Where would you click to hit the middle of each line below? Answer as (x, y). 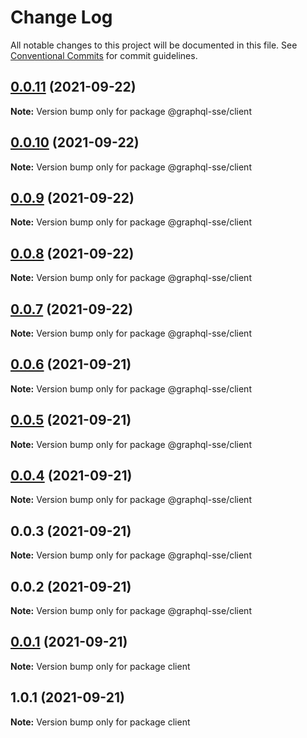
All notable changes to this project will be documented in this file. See (154, 45)
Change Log (61, 17)
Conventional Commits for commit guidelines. (104, 55)
